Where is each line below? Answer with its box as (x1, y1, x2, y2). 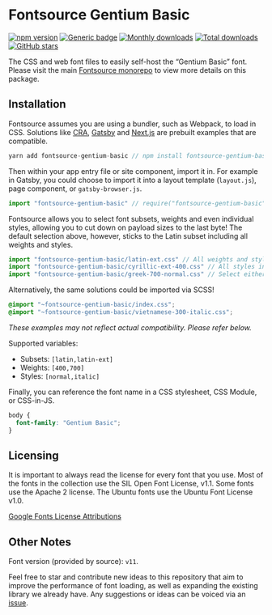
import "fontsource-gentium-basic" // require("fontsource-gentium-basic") (8, 199, 270, 207)
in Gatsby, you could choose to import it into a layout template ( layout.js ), (8, 175, 257, 184)
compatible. (8, 136, 49, 146)
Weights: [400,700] (19, 363, 85, 372)
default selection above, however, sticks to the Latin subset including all (8, 231, 249, 240)
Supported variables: (8, 338, 79, 348)
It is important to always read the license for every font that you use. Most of (8, 470, 264, 480)
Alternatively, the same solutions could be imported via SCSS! (8, 285, 215, 295)
